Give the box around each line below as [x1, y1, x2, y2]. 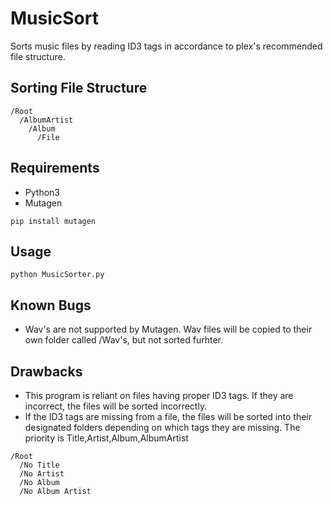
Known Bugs [10, 297, 92, 314]
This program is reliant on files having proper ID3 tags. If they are [24, 390, 294, 401]
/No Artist [19, 469, 65, 479]
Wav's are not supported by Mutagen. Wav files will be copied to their [24, 323, 313, 336]
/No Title [19, 460, 60, 470]
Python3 [24, 186, 60, 198]
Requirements [10, 160, 100, 177]
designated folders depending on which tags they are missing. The [24, 422, 301, 433]
